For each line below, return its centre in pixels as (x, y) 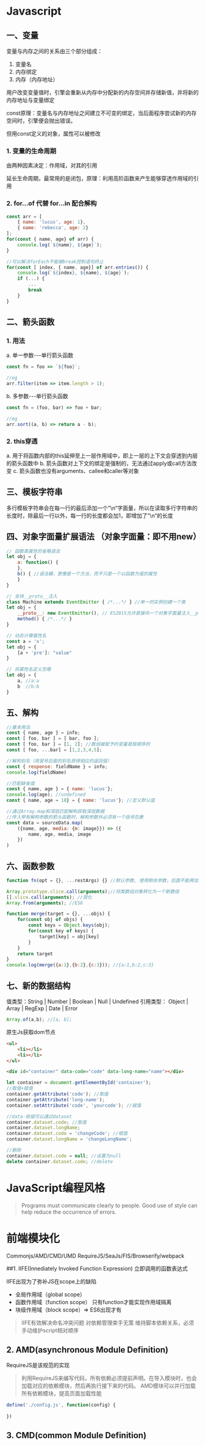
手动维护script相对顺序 (50, 1330)
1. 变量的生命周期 (31, 151)
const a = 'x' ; (26, 641)
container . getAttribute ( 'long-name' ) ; (56, 1099)
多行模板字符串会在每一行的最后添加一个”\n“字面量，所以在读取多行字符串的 (102, 508)
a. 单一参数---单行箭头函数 (40, 355)
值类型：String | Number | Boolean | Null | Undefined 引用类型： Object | (97, 1002)
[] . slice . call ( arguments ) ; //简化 (49, 897)
